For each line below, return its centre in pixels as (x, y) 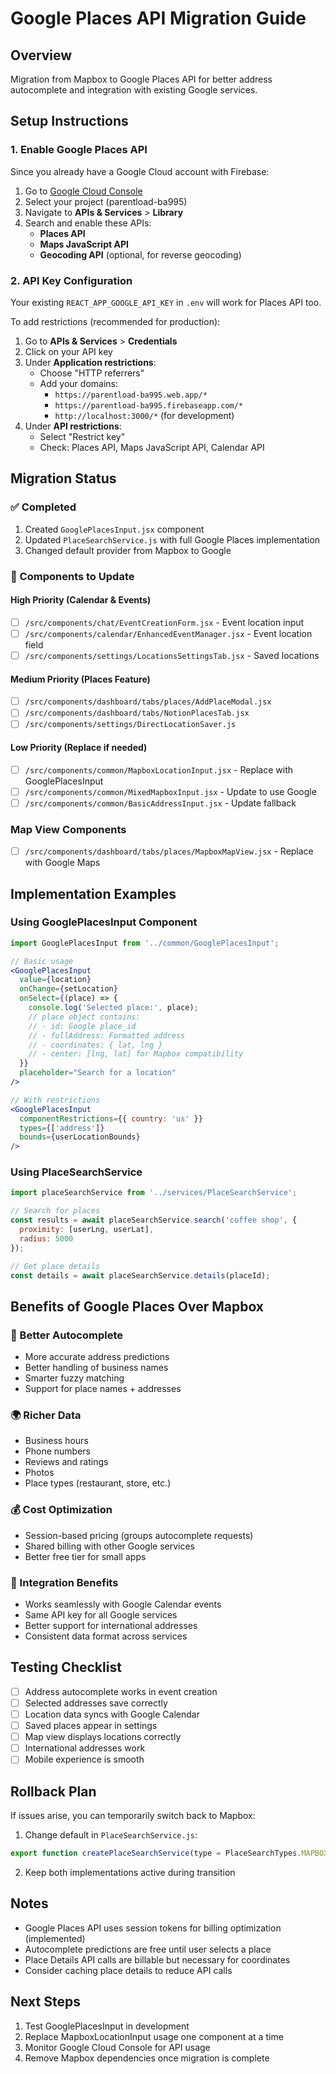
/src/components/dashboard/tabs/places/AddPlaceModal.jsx (148, 702)
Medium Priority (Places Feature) (80, 679)
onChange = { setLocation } (68, 989)
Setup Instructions (69, 121)
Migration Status (63, 478)
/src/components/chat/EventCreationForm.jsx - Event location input (164, 622)
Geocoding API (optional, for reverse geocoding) (140, 254)
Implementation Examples (93, 893)
